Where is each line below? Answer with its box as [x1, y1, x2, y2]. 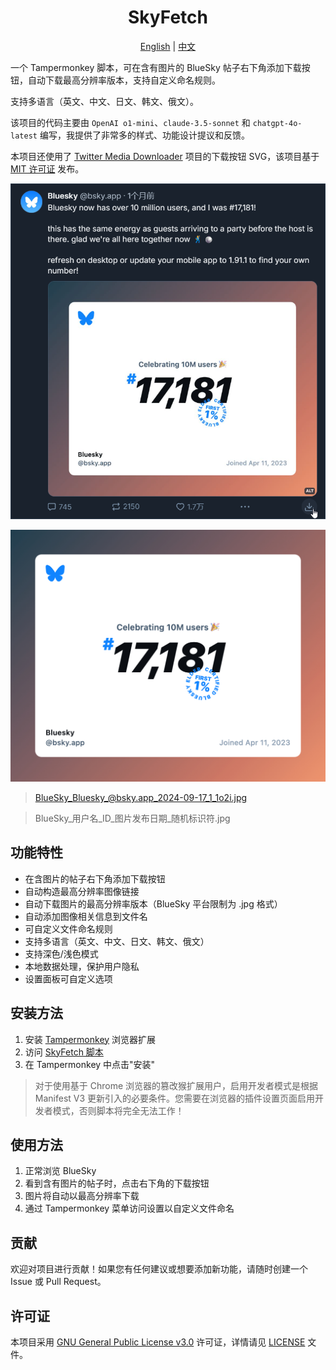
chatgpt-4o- [252, 118, 303, 128]
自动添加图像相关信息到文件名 [24, 910, 148, 922]
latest [10, 131, 38, 141]
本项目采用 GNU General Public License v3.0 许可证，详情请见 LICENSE [10, 1336, 306, 1348]
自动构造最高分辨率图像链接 [24, 885, 140, 897]
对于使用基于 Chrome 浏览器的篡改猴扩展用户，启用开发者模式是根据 [34, 1079, 319, 1091]
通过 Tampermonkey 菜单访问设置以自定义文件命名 [24, 1202, 235, 1215]
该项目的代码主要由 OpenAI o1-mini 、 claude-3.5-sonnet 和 [10, 116, 251, 128]
